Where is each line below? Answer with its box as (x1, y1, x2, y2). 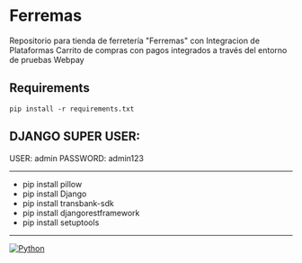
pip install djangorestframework (22, 207, 140, 218)
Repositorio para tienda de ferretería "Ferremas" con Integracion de (9, 35, 261, 46)
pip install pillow (22, 178, 83, 189)
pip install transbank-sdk (22, 197, 114, 208)
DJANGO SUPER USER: (9, 129, 141, 144)
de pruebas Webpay (9, 54, 84, 65)
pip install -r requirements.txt (9, 104, 135, 113)
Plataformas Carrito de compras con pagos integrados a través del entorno (9, 44, 288, 55)
